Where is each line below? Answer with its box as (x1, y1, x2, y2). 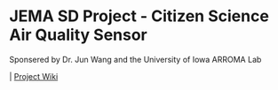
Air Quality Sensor (9, 25, 148, 45)
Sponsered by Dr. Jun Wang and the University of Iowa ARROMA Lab (9, 54, 262, 64)
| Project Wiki (9, 71, 59, 81)
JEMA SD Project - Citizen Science (9, 6, 269, 26)
